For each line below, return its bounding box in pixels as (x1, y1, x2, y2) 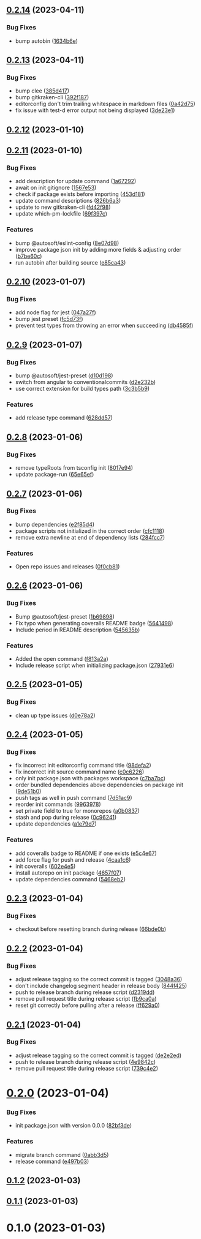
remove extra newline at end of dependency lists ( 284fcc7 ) (15, 533, 165, 541)
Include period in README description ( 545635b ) (15, 626, 140, 633)
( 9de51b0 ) (15, 788, 42, 795)
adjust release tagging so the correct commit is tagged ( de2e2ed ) (15, 1052, 182, 1059)
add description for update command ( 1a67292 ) (15, 178, 137, 185)
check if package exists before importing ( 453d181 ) (15, 190, 145, 198)
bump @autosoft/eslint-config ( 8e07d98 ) (15, 239, 119, 247)
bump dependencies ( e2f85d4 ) (15, 521, 95, 528)
